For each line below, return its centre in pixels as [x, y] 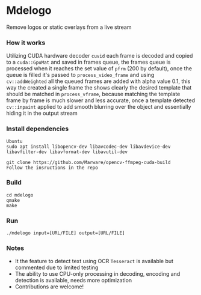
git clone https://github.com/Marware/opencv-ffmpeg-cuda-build [88, 162]
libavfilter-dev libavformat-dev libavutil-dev [67, 152]
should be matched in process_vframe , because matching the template [93, 94]
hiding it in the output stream [42, 113]
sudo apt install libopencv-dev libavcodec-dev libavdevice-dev [88, 147]
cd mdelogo [20, 195]
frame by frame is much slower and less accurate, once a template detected [101, 100]
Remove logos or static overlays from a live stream [69, 27]
